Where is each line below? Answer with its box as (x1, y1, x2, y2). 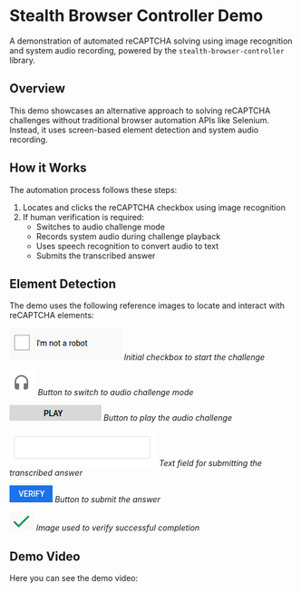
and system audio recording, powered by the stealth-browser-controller (9, 44, 285, 55)
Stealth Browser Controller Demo (9, 5, 264, 26)
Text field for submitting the (158, 458, 263, 469)
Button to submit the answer (53, 494, 160, 505)
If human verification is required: (22, 211, 145, 222)
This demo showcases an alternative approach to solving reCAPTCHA (9, 105, 271, 116)
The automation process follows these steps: (9, 184, 178, 195)
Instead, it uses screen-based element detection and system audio (9, 124, 259, 135)
